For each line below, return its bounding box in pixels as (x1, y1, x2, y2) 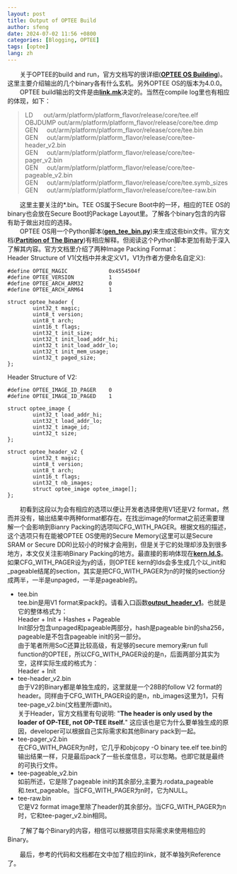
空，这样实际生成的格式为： (17, 658, 99, 667)
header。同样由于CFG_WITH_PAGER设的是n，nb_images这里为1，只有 (17, 691, 224, 700)
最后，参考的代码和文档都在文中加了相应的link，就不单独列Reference (20, 850, 221, 858)
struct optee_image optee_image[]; (33, 485, 138, 492)
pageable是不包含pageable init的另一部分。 (17, 632, 145, 641)
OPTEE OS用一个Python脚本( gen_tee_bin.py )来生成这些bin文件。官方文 (20, 227, 230, 235)
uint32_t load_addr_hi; (33, 411, 103, 418)
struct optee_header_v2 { (7, 448, 83, 455)
